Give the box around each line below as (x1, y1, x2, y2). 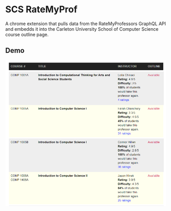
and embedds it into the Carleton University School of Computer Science (5, 26, 159, 32)
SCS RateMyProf (5, 4, 78, 15)
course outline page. (5, 31, 49, 37)
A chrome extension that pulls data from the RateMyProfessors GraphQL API (5, 20, 166, 27)
